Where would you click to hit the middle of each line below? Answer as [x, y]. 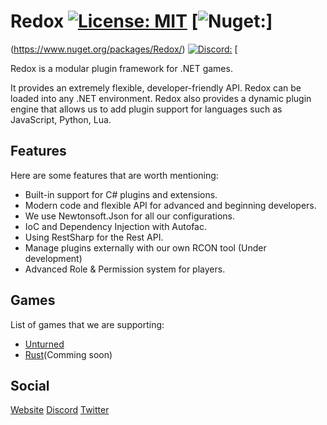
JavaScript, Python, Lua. [61, 119]
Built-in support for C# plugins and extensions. [121, 194]
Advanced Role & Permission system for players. [125, 269]
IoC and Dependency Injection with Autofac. [115, 226]
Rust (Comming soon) [68, 354]
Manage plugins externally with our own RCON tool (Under [145, 247]
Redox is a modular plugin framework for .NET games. [121, 68]
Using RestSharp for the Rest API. [94, 237]
